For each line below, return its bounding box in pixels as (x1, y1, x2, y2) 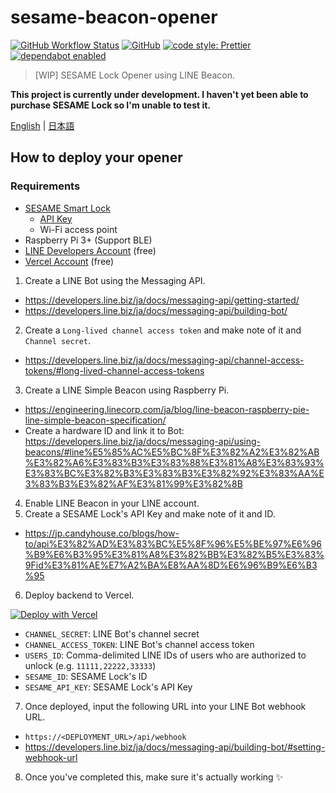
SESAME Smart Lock (24, 202, 111, 214)
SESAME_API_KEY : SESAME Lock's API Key (24, 681, 193, 693)
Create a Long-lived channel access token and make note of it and (24, 324, 302, 336)
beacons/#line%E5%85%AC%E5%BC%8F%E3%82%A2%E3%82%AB (24, 446, 320, 458)
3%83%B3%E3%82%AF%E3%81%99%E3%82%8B (24, 477, 243, 490)
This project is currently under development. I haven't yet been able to (10, 88, 309, 100)
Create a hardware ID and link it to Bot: (24, 424, 185, 436)
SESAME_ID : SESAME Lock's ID (24, 670, 148, 682)
